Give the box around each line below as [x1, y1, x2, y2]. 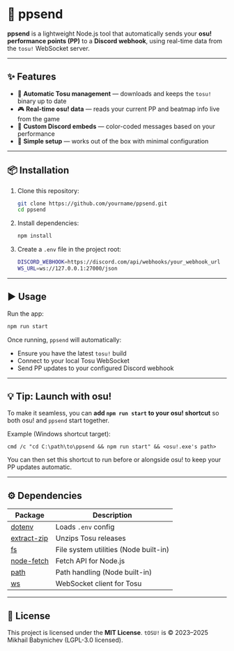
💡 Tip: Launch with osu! [7, 390, 112, 403]
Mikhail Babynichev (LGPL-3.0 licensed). [7, 636, 123, 644]
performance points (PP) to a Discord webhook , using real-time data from [7, 36, 223, 45]
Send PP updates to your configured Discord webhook [17, 364, 174, 372]
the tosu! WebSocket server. [7, 44, 91, 52]
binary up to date [17, 97, 67, 105]
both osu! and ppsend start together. [7, 416, 110, 424]
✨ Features [7, 71, 56, 83]
